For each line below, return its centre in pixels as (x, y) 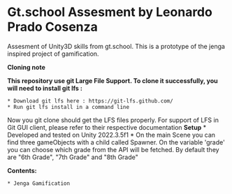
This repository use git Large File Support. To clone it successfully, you (113, 80)
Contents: (22, 170)
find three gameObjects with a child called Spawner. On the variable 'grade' (116, 142)
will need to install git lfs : (45, 88)
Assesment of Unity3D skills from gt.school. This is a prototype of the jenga (116, 46)
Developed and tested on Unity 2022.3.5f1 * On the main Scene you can (111, 135)
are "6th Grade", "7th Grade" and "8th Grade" (73, 157)
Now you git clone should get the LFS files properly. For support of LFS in (113, 120)
